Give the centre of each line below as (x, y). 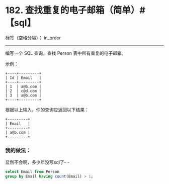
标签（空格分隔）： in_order (33, 38)
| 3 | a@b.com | (23, 95)
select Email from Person (32, 172)
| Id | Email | (23, 78)
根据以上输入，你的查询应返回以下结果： (47, 110)
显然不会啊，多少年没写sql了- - (37, 162)
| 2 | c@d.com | (23, 91)
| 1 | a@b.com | (23, 86)
